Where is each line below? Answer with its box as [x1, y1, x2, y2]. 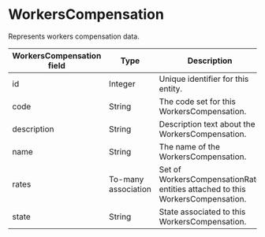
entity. [159, 83, 183, 94]
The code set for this [159, 96, 237, 107]
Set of [159, 164, 181, 175]
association [109, 183, 151, 194]
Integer [109, 78, 136, 89]
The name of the [159, 141, 221, 152]
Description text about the [159, 118, 256, 129]
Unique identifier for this [159, 73, 249, 84]
